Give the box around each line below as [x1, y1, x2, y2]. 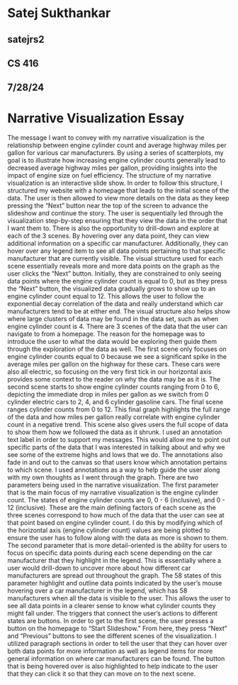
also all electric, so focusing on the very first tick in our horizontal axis [7, 367, 212, 376]
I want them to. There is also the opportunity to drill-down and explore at [7, 224, 220, 232]
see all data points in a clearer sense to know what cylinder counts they [7, 602, 216, 610]
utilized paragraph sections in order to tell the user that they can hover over [7, 640, 228, 648]
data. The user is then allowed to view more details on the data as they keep [7, 194, 229, 203]
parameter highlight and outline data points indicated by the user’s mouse [7, 579, 222, 588]
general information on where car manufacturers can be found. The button [7, 654, 225, 663]
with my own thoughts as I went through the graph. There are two [7, 473, 199, 482]
